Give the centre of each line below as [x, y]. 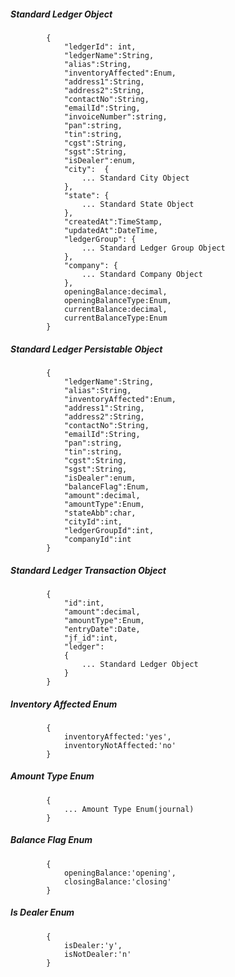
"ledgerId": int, [100, 46]
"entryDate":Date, [102, 629]
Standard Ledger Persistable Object [86, 349]
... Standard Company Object [142, 274]
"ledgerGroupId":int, [109, 530]
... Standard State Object [138, 204]
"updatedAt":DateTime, [111, 230]
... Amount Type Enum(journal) [129, 809]
